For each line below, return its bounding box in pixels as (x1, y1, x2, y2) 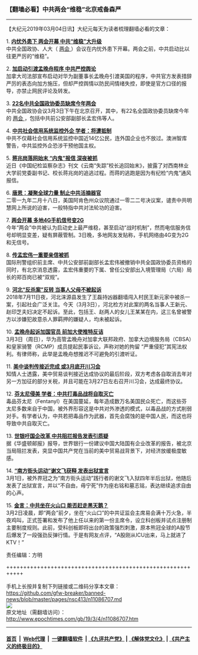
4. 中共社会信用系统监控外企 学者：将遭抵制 (6, 127, 112, 134)
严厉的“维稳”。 (16, 53, 52, 60)
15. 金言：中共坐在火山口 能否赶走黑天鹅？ (6, 502, 108, 509)
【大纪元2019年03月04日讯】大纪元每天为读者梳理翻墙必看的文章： (6, 25, 171, 33)
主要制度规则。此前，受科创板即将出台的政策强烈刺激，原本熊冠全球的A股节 (6, 524, 190, 531)
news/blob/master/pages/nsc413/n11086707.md (6, 596, 123, 603)
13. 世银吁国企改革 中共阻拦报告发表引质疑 (6, 433, 109, 440)
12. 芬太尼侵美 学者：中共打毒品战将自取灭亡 (6, 390, 114, 397)
